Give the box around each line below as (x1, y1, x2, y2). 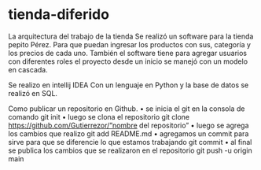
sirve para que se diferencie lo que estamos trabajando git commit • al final (8, 137, 252, 146)
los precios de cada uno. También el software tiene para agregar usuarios (8, 48, 248, 57)
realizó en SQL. (8, 88, 57, 98)
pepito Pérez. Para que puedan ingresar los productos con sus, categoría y (8, 39, 252, 49)
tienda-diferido (8, 6, 110, 24)
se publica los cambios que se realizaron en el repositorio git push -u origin (8, 146, 253, 155)
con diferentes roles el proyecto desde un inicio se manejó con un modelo (8, 57, 248, 66)
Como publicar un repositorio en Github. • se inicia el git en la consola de (8, 104, 245, 113)
